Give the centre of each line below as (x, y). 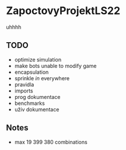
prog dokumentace (37, 97)
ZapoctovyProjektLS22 (63, 11)
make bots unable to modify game (55, 66)
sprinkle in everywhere (42, 78)
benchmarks (29, 103)
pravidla (24, 84)
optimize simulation (38, 59)
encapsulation (32, 72)
